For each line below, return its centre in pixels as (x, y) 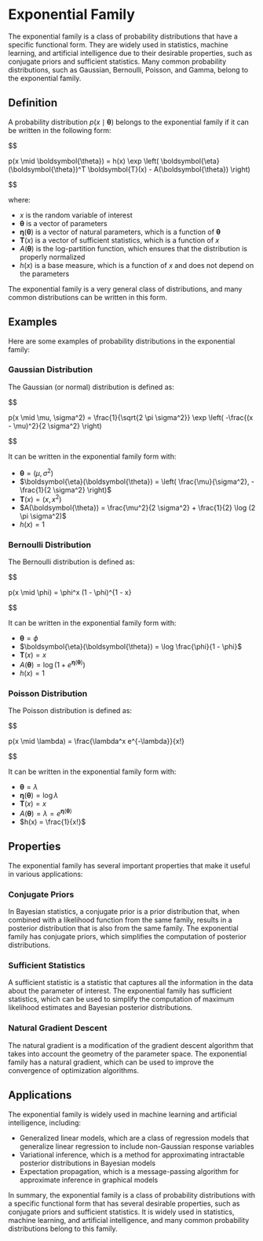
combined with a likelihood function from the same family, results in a (121, 920)
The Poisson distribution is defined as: (70, 711)
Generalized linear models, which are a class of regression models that (134, 1138)
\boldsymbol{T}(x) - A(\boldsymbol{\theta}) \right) (169, 169)
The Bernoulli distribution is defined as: (71, 562)
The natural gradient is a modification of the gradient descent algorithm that (131, 1045)
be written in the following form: (60, 130)
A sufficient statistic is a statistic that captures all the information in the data (131, 983)
